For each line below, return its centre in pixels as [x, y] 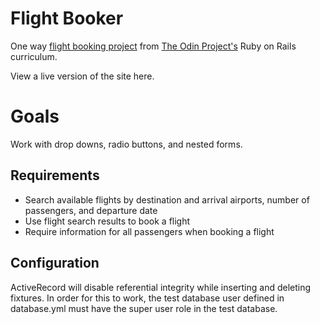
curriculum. [34, 56]
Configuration [55, 263]
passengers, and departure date [91, 210]
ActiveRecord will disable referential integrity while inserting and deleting [161, 287]
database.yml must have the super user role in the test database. [144, 308]
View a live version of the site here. [82, 76]
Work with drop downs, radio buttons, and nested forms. [126, 144]
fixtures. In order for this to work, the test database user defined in [147, 298]
